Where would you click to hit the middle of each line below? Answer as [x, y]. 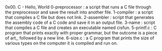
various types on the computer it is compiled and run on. [61, 43]
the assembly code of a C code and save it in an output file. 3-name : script [80, 22]
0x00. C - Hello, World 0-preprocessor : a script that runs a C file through [78, 7]
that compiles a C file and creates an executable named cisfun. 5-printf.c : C [81, 28]
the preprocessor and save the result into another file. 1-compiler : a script [79, 12]
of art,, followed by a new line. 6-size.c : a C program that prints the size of [80, 38]
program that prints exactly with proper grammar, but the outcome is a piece [81, 33]
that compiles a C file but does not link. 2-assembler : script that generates [80, 17]
